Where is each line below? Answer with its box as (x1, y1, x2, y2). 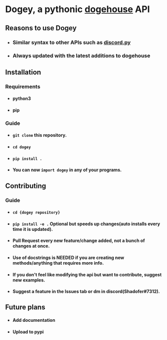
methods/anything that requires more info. (12, 260, 104, 266)
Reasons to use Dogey (5, 24, 77, 32)
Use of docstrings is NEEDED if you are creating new (12, 254, 124, 261)
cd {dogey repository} (12, 210, 60, 215)
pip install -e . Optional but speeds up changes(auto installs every (12, 221, 160, 227)
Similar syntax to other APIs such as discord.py (12, 39, 131, 46)
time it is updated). (12, 226, 53, 232)
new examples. (12, 277, 45, 283)
